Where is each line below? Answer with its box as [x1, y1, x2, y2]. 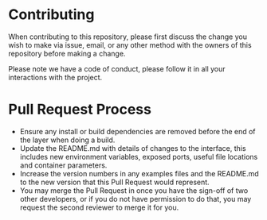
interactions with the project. [8, 72, 103, 82]
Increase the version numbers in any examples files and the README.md [19, 168, 259, 178]
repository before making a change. [8, 48, 126, 58]
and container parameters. [19, 160, 108, 170]
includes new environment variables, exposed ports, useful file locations [19, 152, 258, 161]
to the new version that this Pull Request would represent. [19, 177, 210, 187]
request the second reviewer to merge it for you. [19, 203, 179, 212]
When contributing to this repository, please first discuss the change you [8, 32, 247, 41]
